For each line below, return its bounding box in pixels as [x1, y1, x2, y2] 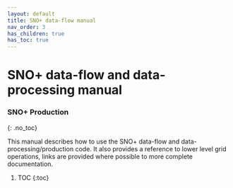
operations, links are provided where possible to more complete [7, 152, 193, 160]
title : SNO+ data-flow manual [7, 17, 97, 24]
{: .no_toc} [7, 123, 37, 131]
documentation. [7, 160, 54, 168]
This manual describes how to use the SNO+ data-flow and [7, 137, 180, 146]
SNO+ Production [7, 107, 69, 117]
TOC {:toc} [17, 173, 49, 182]
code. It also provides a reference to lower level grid [75, 144, 227, 153]
